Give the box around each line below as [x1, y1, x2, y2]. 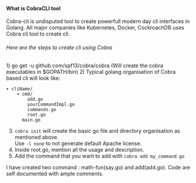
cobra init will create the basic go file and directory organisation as [14, 128, 181, 135]
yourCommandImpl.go [27, 102, 75, 107]
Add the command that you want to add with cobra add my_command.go [14, 152, 185, 159]
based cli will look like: [6, 74, 61, 82]
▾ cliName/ [6, 86, 33, 92]
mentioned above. [14, 133, 59, 141]
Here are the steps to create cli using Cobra [6, 44, 113, 51]
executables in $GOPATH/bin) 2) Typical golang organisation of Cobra [6, 68, 176, 76]
